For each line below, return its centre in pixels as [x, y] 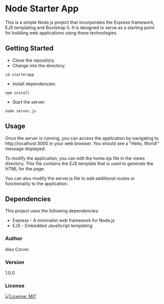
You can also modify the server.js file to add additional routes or [70, 178]
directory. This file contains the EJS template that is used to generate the [79, 163]
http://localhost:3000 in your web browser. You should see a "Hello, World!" [82, 143]
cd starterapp [20, 75]
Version [15, 262]
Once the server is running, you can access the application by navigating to [82, 138]
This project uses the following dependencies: [52, 211]
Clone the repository [33, 60]
